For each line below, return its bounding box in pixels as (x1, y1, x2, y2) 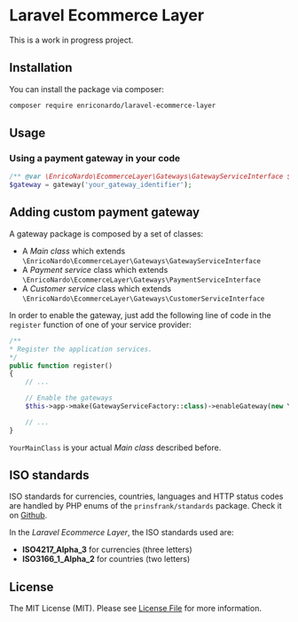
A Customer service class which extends (21, 283, 171, 293)
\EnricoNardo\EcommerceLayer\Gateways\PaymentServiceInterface (21, 276, 262, 284)
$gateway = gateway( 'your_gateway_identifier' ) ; (9, 181, 192, 190)
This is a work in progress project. (9, 35, 134, 45)
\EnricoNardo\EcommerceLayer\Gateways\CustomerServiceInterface (21, 294, 265, 303)
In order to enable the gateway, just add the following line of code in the (9, 309, 272, 320)
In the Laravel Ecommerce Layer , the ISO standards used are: (9, 527, 234, 538)
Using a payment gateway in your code (9, 152, 181, 164)
